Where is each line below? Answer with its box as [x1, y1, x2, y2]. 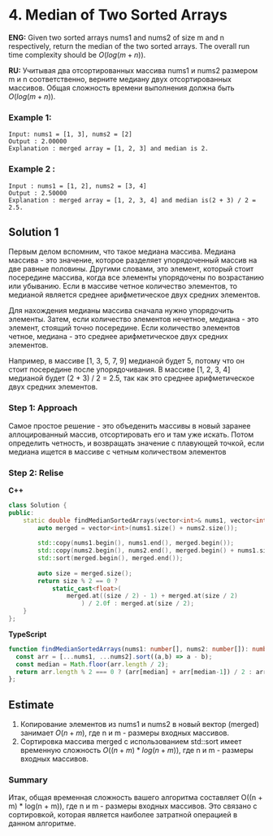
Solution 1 [8, 225, 59, 239]
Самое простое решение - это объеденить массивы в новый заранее [8, 420, 251, 430]
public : [8, 508, 35, 517]
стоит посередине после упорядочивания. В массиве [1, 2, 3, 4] [8, 364, 231, 375]
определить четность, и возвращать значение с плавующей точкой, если [8, 438, 265, 448]
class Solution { [8, 501, 67, 509]
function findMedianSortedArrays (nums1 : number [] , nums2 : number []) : [8, 645, 249, 653]
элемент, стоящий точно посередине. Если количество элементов [8, 323, 240, 333]
